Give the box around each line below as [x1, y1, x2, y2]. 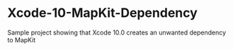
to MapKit [7, 35, 36, 44]
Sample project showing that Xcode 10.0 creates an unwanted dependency [7, 28, 227, 37]
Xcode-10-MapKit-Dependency [7, 5, 198, 21]
